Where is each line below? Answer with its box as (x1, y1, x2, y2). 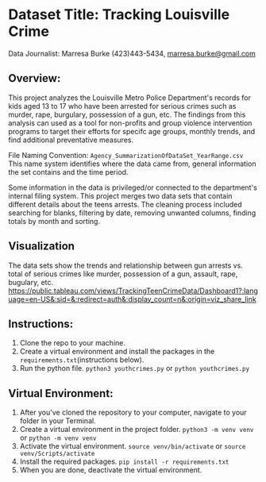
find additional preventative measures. (8, 135, 133, 145)
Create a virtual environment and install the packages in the (19, 347, 215, 357)
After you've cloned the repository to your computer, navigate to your (19, 407, 248, 418)
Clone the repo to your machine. (19, 338, 125, 348)
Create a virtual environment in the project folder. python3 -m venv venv (19, 425, 254, 434)
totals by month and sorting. (8, 216, 101, 226)
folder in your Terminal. (19, 416, 97, 426)
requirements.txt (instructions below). (19, 355, 145, 364)
